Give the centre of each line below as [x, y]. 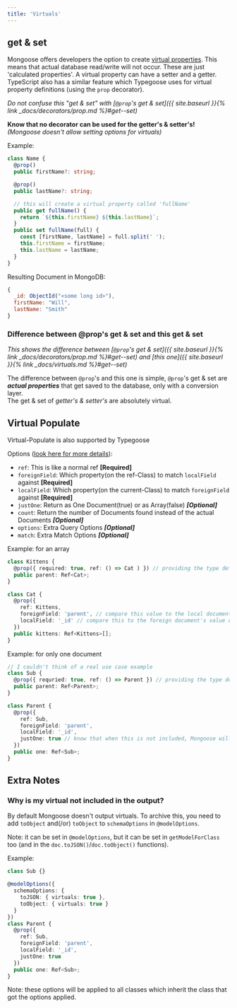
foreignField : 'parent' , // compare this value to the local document [126, 614]
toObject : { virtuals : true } [65, 904]
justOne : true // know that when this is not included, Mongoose [118, 739]
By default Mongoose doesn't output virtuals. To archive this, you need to [114, 816]
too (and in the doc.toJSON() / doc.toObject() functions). [88, 845]
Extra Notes [34, 781]
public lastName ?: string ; [53, 191]
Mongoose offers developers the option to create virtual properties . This [112, 59]
